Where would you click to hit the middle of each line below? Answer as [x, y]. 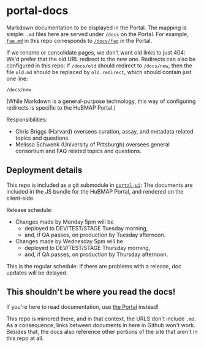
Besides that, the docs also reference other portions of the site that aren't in [102, 331]
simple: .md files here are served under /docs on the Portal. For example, [97, 34]
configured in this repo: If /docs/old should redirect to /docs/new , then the [99, 66]
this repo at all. [25, 338]
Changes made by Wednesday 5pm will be [69, 241]
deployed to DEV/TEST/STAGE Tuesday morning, [86, 228]
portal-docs [37, 11]
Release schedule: [30, 210]
